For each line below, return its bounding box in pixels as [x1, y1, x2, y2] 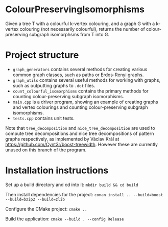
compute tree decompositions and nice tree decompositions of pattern [5, 130, 154, 137]
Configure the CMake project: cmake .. [5, 206, 88, 212]
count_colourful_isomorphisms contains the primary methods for [12, 88, 149, 94]
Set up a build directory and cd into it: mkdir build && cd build [5, 181, 138, 188]
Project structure [5, 50, 79, 61]
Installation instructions [5, 165, 109, 176]
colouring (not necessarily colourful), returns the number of [19, 26, 146, 32]
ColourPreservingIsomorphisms [5, 4, 145, 15]
